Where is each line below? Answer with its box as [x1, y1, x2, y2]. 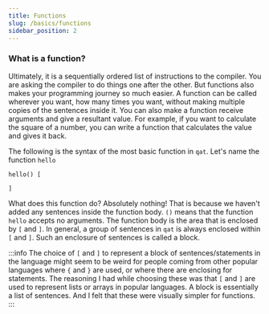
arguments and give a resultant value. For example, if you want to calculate [8, 114, 257, 123]
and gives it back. [8, 131, 67, 140]
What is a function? [8, 53, 86, 64]
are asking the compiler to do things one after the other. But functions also [8, 79, 255, 89]
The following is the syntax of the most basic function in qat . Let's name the [8, 146, 259, 156]
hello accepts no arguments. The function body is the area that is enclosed [8, 215, 259, 225]
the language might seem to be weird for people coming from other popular [8, 256, 259, 266]
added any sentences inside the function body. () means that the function [8, 207, 254, 216]
